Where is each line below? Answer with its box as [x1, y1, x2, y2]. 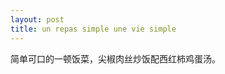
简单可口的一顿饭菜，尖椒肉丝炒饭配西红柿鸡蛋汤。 [10, 52, 221, 65]
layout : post [10, 14, 65, 25]
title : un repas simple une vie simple [10, 24, 177, 34]
